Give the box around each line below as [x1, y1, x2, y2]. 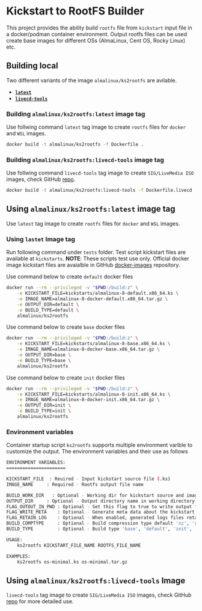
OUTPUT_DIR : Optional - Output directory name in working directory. [6, 498, 198, 504]
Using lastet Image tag [6, 235, 75, 243]
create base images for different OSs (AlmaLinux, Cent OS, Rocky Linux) [6, 37, 186, 44]
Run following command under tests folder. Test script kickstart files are [6, 248, 186, 256]
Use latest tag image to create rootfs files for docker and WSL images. [6, 220, 180, 227]
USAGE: [6, 536, 23, 542]
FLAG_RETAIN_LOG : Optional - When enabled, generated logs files [6, 515, 185, 521]
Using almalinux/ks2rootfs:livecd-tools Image [6, 576, 185, 586]
